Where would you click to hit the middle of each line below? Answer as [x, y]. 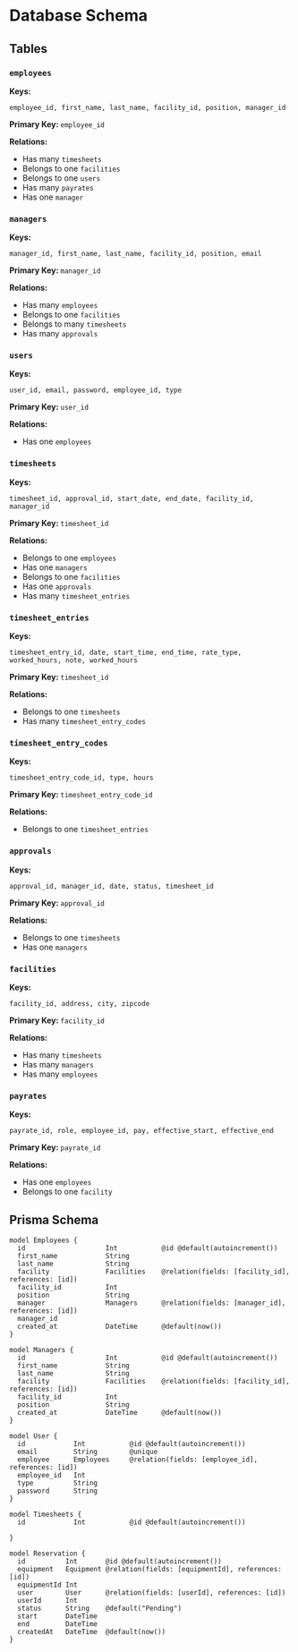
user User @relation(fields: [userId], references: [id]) [152, 1593]
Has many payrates [58, 187]
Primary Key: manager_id [55, 270]
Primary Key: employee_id [57, 124]
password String [58, 1491]
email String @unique [88, 1452]
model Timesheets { [46, 1515]
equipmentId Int [47, 1585]
